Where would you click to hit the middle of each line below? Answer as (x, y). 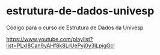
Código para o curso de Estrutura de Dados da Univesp (75, 27)
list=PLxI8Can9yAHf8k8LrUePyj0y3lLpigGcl (61, 45)
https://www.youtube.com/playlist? (50, 39)
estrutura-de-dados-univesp (80, 11)
